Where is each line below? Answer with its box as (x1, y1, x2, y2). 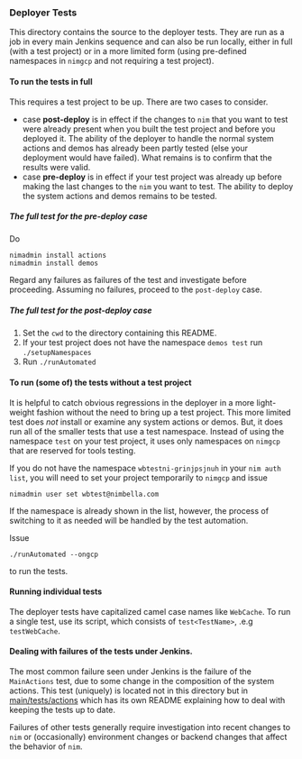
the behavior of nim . (9, 741, 83, 752)
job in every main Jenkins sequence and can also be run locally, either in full (9, 36, 293, 47)
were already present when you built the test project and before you (22, 123, 276, 134)
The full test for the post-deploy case (9, 305, 152, 316)
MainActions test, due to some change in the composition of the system (9, 676, 275, 687)
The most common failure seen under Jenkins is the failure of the (9, 666, 252, 677)
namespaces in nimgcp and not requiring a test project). (9, 56, 215, 67)
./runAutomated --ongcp (9, 550, 99, 559)
